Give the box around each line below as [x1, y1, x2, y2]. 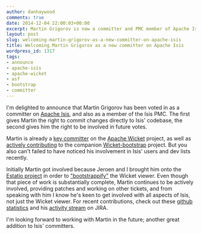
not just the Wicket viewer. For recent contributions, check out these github [6, 197, 193, 205]
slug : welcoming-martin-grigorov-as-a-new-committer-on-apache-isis [6, 37, 182, 43]
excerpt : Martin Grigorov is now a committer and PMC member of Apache [6, 25, 189, 32]
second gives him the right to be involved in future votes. [6, 123, 147, 130]
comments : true [6, 14, 44, 21]
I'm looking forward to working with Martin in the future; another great [6, 215, 180, 223]
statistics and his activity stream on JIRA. [6, 204, 108, 211]
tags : [6, 54, 20, 60]
